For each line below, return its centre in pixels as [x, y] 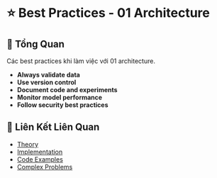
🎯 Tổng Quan [35, 44]
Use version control [46, 82]
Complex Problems [45, 167]
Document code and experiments [67, 90]
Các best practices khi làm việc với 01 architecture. [81, 61]
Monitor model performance [60, 97]
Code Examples [40, 159]
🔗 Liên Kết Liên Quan [53, 127]
